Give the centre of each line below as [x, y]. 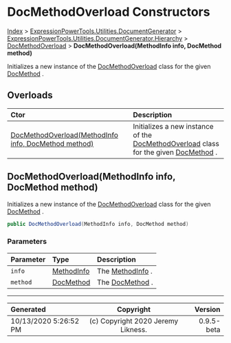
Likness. [134, 329]
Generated [28, 309]
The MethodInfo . [125, 271]
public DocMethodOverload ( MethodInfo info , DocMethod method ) [98, 224]
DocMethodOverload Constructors [109, 12]
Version [207, 309]
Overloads [30, 95]
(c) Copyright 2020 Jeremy [134, 321]
